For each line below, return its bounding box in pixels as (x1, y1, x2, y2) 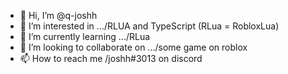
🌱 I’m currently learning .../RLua (19, 31, 151, 42)
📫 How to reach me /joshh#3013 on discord (19, 53, 203, 64)
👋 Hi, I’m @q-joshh (19, 10, 98, 21)
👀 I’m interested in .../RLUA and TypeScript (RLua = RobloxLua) (19, 20, 280, 32)
